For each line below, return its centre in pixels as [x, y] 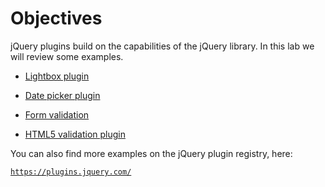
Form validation [57, 114]
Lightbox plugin [57, 76]
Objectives [56, 18]
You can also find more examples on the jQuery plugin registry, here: [151, 153]
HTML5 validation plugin [75, 134]
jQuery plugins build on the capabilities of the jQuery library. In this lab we [162, 46]
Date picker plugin [62, 95]
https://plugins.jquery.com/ [71, 172]
